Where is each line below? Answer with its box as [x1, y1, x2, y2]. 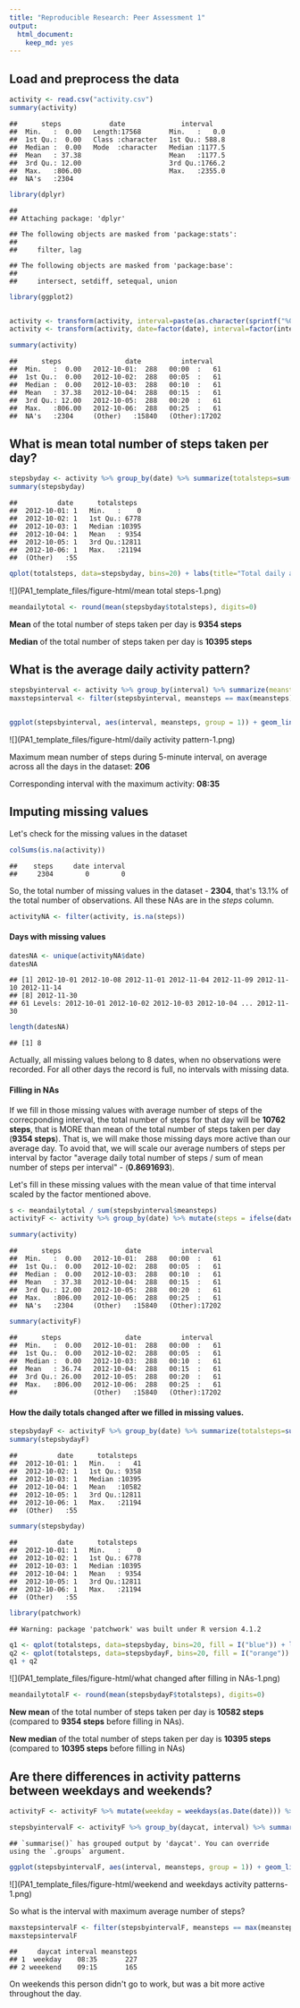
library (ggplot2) [9, 292, 74, 301]
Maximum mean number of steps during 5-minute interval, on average [9, 751, 268, 762]
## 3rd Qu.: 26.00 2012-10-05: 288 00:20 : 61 [9, 1372, 221, 1382]
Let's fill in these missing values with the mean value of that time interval [9, 1179, 277, 1189]
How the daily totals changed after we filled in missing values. [9, 1407, 244, 1418]
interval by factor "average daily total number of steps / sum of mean [9, 1152, 263, 1163]
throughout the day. [9, 1988, 82, 1999]
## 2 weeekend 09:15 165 [9, 1963, 138, 1972]
